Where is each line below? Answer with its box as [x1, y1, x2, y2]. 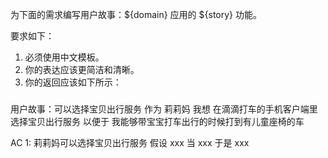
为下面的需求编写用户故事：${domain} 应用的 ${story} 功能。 [10, 9, 262, 20]
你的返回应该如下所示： [24, 76, 122, 88]
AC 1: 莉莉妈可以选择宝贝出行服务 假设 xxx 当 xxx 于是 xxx [10, 136, 250, 148]
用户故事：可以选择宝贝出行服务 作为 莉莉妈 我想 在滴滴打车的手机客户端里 [10, 103, 318, 115]
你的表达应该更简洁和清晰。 [24, 64, 140, 75]
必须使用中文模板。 [24, 51, 105, 63]
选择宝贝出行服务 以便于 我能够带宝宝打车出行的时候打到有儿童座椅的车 [10, 115, 305, 127]
